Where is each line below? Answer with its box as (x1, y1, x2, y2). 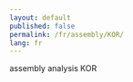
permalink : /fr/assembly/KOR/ (9, 30, 125, 39)
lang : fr (9, 38, 43, 48)
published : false (9, 22, 76, 31)
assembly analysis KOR (9, 63, 97, 74)
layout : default (9, 13, 71, 23)
